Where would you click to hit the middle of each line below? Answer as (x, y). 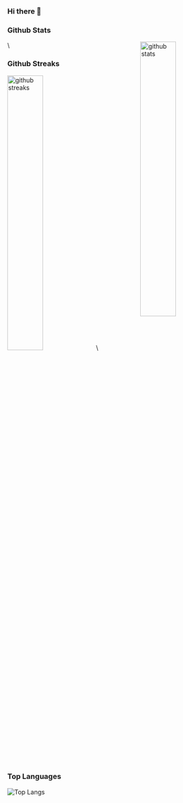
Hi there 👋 (25, 11)
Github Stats (29, 30)
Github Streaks (33, 64)
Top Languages (34, 776)
